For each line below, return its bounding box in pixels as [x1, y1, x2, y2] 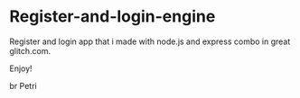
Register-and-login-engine [9, 6, 216, 27]
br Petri [9, 80, 38, 91]
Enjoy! [9, 63, 33, 74]
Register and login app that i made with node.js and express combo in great [9, 36, 291, 47]
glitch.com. [9, 45, 52, 56]
